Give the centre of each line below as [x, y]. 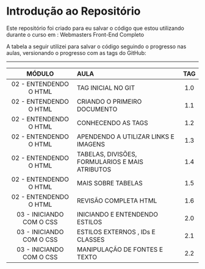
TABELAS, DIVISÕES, [107, 154]
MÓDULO [40, 73]
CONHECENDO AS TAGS [113, 123]
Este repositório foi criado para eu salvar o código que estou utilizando [95, 28]
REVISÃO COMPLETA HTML [117, 201]
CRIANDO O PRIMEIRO [110, 101]
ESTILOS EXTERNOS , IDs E [116, 232]
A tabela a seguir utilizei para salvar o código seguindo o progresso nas [96, 46]
